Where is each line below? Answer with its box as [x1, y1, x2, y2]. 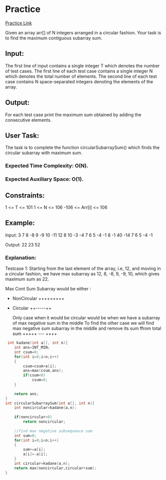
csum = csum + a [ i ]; [23, 363, 57, 369]
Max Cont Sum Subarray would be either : [5, 286, 91, 292]
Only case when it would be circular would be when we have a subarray [12, 315, 161, 321]
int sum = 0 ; [14, 433, 37, 438]
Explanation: [5, 254, 36, 261]
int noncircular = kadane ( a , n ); [14, 405, 77, 410]
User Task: [5, 131, 39, 140]
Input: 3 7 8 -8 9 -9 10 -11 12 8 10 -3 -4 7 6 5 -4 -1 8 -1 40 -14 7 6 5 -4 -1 [5, 232, 153, 238]
